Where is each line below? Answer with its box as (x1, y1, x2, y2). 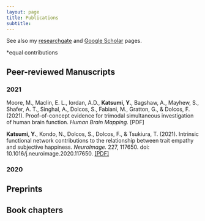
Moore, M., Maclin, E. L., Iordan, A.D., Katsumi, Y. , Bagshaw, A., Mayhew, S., (6, 99, 199, 107)
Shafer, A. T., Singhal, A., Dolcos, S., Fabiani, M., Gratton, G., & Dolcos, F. (6, 105, 190, 113)
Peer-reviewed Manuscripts (6, 67, 115, 77)
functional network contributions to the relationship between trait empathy (6, 137, 194, 144)
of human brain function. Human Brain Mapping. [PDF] (6, 119, 145, 126)
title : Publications (6, 15, 59, 21)
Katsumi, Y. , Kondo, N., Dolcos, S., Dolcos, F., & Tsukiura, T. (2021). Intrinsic (6, 130, 199, 138)
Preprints (6, 184, 43, 195)
